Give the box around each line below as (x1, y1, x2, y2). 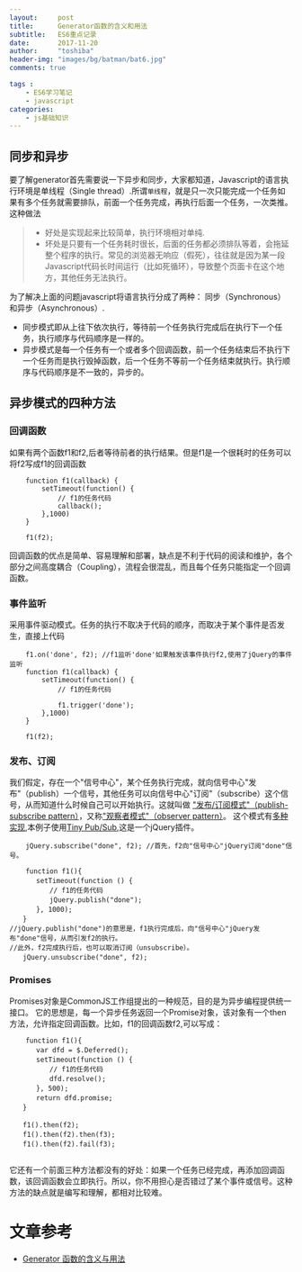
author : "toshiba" (9, 47, 94, 56)
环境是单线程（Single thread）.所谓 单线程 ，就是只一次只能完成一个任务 (16, 185, 279, 196)
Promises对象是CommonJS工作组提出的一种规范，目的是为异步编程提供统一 (9, 996, 292, 1006)
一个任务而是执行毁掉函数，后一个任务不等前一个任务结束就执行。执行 (22, 356, 283, 366)
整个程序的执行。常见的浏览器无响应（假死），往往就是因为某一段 (44, 249, 286, 261)
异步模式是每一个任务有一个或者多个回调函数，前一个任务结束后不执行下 (22, 344, 290, 356)
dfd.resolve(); (49, 1074, 106, 1083)
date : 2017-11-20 (9, 38, 99, 48)
